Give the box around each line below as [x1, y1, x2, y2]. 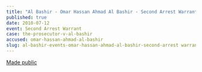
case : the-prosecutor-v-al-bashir [6, 31, 93, 37]
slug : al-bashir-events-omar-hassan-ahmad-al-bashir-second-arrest [6, 43, 179, 49]
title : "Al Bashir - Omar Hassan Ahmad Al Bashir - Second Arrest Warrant [6, 8, 198, 15]
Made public [6, 58, 37, 66]
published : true [6, 14, 47, 20]
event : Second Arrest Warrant [6, 25, 82, 32]
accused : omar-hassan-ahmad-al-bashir [6, 37, 103, 43]
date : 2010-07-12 [6, 20, 50, 26]
